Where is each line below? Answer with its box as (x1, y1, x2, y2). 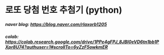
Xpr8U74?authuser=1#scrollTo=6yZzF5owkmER (5, 44, 108, 50)
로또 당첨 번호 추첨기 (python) (5, 4, 123, 16)
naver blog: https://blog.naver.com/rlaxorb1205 (5, 21, 107, 27)
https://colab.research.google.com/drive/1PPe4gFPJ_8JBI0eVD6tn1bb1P (5, 39, 160, 45)
